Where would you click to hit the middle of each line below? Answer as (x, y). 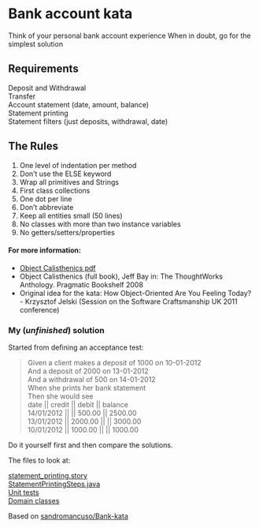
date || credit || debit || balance (78, 405)
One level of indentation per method (78, 165)
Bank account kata (70, 14)
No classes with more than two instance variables (100, 224)
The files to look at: (39, 461)
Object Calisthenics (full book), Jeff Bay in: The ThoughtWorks (121, 276)
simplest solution (36, 43)
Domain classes (34, 501)
